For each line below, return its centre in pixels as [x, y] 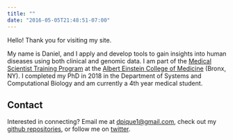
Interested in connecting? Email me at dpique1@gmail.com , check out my [112, 122]
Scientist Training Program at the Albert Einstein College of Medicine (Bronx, [116, 68]
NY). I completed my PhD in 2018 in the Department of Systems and [104, 76]
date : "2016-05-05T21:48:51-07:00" [59, 20]
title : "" [22, 14]
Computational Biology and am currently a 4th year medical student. [105, 83]
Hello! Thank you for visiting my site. [59, 40]
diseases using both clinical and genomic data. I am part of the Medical [110, 61]
